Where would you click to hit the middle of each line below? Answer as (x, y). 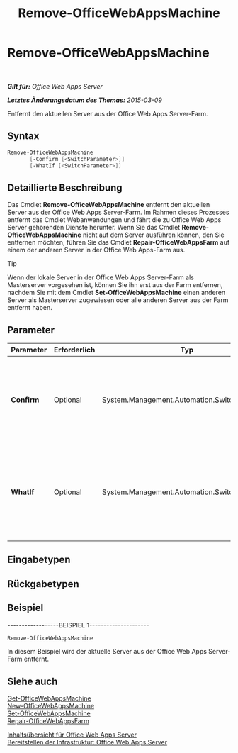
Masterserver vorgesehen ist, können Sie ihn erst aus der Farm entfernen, (115, 285)
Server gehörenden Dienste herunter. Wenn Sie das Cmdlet (94, 228)
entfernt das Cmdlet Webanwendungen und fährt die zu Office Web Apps (114, 220)
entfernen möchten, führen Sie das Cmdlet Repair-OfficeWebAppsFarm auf (119, 242)
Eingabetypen (39, 560)
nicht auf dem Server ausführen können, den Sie (153, 235)
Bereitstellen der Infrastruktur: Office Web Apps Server (87, 742)
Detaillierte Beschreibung (65, 188)
